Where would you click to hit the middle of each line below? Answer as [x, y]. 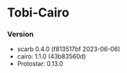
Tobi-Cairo [38, 13]
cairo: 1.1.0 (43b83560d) [51, 56]
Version [21, 34]
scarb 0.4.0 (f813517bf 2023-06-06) [69, 49]
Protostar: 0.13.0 [40, 64]
